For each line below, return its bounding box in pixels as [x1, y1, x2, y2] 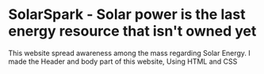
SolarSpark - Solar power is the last [8, 6, 246, 24]
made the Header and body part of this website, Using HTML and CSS [8, 57, 238, 66]
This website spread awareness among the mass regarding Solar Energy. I [8, 48, 251, 57]
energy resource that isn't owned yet [8, 22, 257, 40]
